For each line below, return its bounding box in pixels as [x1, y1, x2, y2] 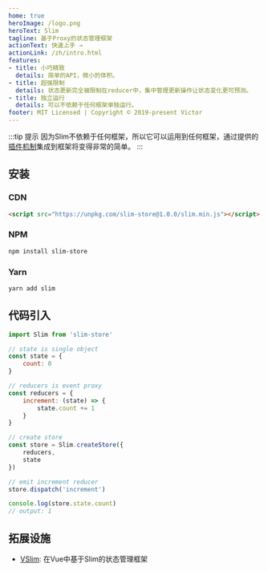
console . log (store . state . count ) [8, 500, 116, 508]
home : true [8, 11, 45, 20]
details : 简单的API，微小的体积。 [15, 71, 119, 79]
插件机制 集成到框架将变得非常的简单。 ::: [8, 142, 144, 151]
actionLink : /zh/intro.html [8, 49, 103, 57]
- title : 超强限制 [8, 79, 66, 87]
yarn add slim [8, 285, 56, 293]
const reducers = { [8, 389, 74, 397]
